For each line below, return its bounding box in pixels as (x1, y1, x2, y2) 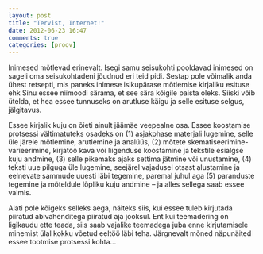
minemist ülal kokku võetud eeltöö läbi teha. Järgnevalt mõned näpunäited (8, 229, 252, 238)
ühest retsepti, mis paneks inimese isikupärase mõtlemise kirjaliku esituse (8, 80, 250, 90)
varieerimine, (8, 146, 52, 156)
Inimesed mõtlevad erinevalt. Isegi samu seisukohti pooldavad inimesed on (8, 63, 253, 72)
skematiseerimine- (188, 137, 249, 147)
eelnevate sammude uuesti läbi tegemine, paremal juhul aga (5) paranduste (8, 171, 255, 181)
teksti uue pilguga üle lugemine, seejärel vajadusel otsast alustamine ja (8, 163, 240, 172)
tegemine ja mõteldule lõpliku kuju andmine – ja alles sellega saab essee (8, 179, 245, 189)
